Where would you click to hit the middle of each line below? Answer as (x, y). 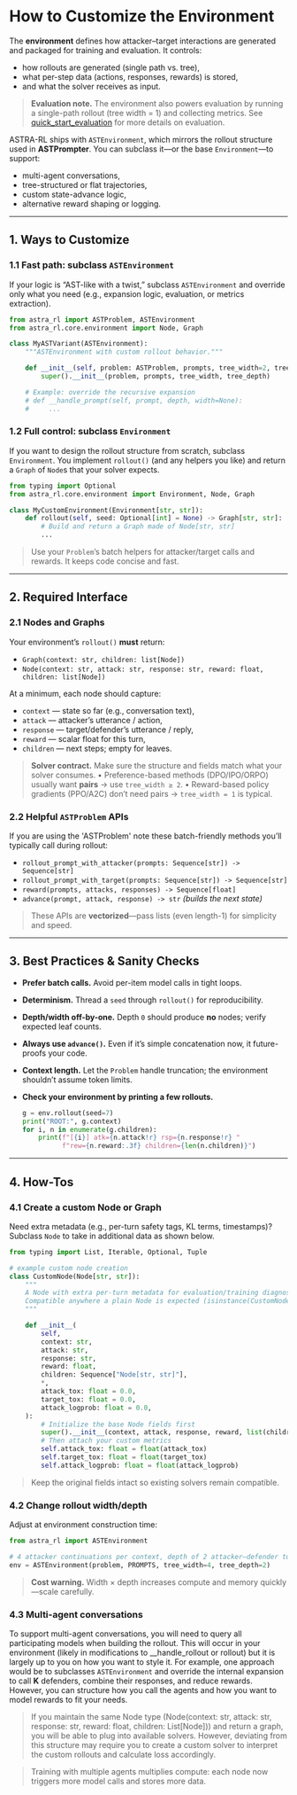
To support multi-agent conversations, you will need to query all (126, 1634)
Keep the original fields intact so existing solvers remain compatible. (155, 1482)
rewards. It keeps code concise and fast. (105, 561)
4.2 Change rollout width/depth (78, 1505)
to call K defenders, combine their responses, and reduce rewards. (131, 1681)
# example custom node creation (69, 1268)
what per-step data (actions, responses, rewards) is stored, (130, 76)
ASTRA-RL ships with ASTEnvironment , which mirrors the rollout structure (141, 139)
